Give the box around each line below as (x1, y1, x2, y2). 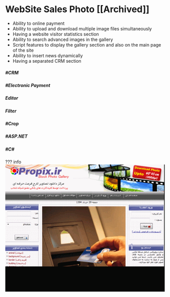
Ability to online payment (12, 20, 65, 26)
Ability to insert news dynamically (12, 52, 83, 59)
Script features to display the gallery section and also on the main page (12, 41, 161, 48)
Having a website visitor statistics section (12, 31, 99, 37)
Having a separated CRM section (12, 58, 82, 64)
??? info (5, 159, 22, 165)
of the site (12, 47, 34, 53)
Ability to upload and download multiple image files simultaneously (12, 25, 152, 31)
